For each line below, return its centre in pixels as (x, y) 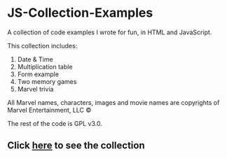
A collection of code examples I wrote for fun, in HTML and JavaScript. (110, 32)
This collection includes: (42, 45)
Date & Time (35, 59)
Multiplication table (45, 66)
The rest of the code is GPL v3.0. (55, 123)
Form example (38, 74)
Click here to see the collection (76, 146)
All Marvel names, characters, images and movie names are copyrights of (113, 102)
